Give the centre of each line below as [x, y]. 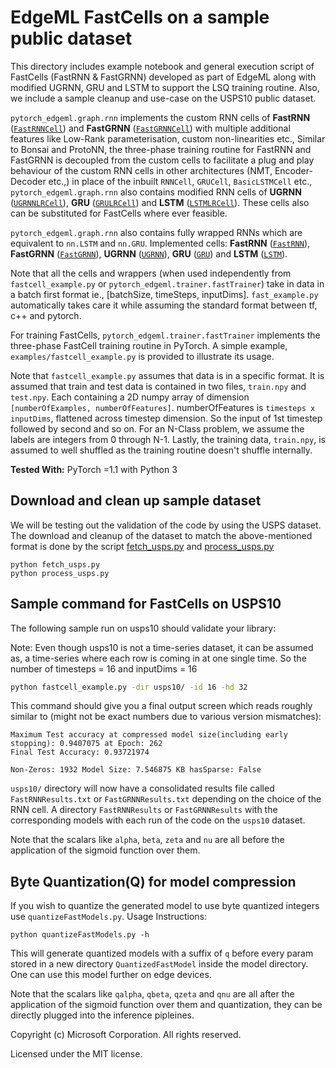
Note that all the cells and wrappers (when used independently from [151, 273]
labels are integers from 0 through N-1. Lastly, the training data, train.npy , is [168, 439]
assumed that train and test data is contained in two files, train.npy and [158, 386]
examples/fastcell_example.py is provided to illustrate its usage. [142, 356]
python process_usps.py [60, 573]
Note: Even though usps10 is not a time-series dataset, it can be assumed [162, 647]
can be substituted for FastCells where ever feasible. [119, 213]
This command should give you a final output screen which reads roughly [161, 706]
